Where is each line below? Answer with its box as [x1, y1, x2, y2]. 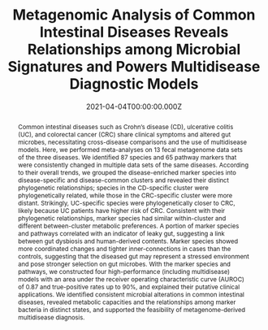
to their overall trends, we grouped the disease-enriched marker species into [17, 168, 237, 176]
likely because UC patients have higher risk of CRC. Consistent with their [17, 206, 226, 215]
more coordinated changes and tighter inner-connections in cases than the [17, 244, 231, 253]
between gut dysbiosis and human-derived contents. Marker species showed [17, 237, 239, 245]
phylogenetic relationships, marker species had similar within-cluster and [17, 214, 227, 223]
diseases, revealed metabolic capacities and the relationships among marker [17, 297, 236, 306]
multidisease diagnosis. [17, 313, 85, 322]
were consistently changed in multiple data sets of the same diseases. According [17, 160, 249, 169]
